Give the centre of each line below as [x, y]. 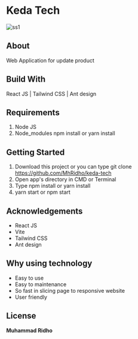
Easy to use [29, 278]
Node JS [26, 127]
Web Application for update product [50, 60]
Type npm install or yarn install [53, 186]
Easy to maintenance [41, 284]
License [21, 316]
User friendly [31, 297]
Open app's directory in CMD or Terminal [65, 179]
